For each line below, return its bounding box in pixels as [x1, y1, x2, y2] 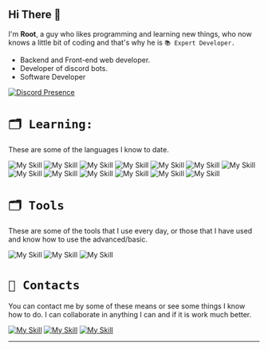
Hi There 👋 [8, 8, 61, 22]
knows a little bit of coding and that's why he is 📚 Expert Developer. [8, 37, 235, 47]
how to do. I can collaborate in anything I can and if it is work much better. [8, 309, 252, 319]
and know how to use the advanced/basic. [8, 234, 148, 244]
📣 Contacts [8, 277, 81, 293]
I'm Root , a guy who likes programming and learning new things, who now [8, 29, 253, 38]
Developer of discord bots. [19, 63, 108, 73]
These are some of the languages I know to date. [8, 144, 169, 154]
